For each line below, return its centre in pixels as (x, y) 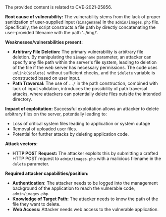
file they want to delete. (36, 204)
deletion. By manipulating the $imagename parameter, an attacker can (82, 57)
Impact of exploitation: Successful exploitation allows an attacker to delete (82, 109)
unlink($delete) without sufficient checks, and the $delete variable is (83, 73)
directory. (22, 99)
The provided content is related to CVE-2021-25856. (59, 7)
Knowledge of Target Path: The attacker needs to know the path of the (85, 199)
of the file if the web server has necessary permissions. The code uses (85, 67)
